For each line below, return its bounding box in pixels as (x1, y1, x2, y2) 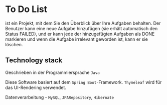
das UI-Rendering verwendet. (5, 84, 67, 90)
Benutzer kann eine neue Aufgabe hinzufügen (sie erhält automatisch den (5, 25, 158, 31)
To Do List (5, 4, 48, 15)
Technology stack (5, 56, 63, 65)
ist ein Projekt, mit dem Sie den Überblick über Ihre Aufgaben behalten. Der (5, 20, 161, 26)
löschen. (5, 41, 23, 47)
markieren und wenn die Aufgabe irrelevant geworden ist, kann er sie (5, 36, 148, 42)
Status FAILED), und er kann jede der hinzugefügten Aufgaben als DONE (5, 31, 155, 37)
